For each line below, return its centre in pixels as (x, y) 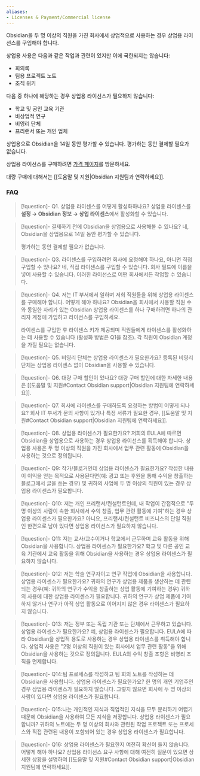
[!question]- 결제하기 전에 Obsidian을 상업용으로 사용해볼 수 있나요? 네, (105, 226)
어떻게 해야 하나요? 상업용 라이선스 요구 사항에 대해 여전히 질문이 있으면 (104, 751)
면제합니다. (45, 661)
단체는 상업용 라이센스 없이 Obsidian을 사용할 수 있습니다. (88, 365)
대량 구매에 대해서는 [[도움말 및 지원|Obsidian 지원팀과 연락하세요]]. (85, 177)
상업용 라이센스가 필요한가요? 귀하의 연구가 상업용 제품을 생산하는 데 (100, 581)
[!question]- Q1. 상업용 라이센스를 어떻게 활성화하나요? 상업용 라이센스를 (106, 206)
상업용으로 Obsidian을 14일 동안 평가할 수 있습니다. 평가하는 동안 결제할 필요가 (98, 144)
